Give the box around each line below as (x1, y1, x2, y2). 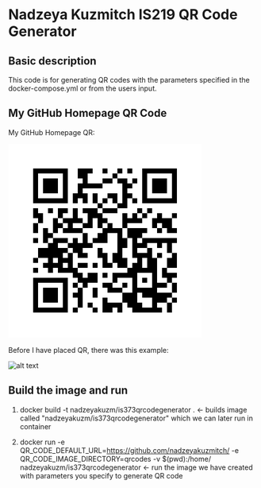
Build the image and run (8, 384, 129, 397)
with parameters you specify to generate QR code (19, 471, 183, 480)
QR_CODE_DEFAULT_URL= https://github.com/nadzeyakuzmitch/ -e (19, 445, 240, 455)
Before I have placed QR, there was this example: (8, 345, 169, 354)
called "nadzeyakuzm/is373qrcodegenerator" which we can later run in (19, 413, 254, 423)
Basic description (8, 54, 97, 68)
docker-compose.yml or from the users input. (8, 83, 157, 93)
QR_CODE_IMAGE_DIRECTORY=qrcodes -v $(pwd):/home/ (19, 454, 212, 463)
